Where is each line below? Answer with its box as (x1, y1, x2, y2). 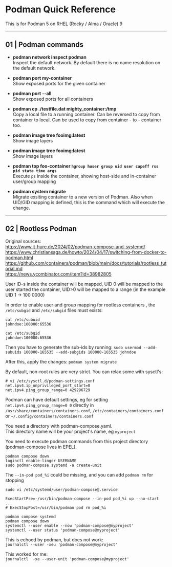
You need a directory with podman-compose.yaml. (5, 423, 113, 429)
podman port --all (12, 90, 52, 96)
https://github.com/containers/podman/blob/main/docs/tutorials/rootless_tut (5, 260, 167, 266)
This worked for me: (5, 551, 48, 557)
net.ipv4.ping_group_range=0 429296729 (5, 387, 91, 393)
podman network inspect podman (12, 54, 87, 60)
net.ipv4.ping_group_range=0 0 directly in (5, 402, 94, 408)
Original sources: (5, 238, 41, 244)
